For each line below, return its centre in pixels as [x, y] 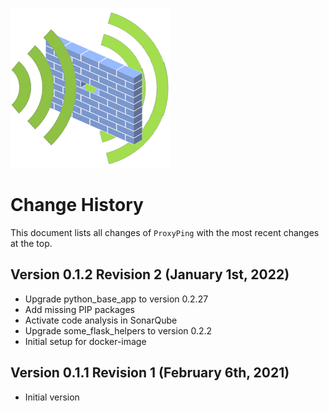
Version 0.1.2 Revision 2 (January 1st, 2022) [150, 274]
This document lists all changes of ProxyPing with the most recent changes [165, 232]
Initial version [52, 397]
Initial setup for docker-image [85, 341]
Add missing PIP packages [79, 309]
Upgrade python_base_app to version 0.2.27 [116, 299]
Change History [77, 205]
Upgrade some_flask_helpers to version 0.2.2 [118, 330]
